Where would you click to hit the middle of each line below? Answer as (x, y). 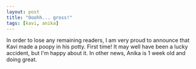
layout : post (23, 12)
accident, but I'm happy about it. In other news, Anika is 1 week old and (96, 53)
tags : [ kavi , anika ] (33, 23)
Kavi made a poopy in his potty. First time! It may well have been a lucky (97, 47)
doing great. (22, 60)
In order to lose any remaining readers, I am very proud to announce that (98, 41)
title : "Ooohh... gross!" (39, 18)
